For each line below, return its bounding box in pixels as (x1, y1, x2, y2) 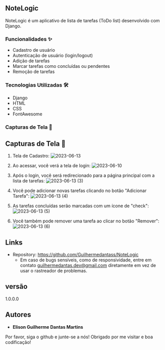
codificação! (5, 339, 31, 345)
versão (5, 282, 28, 291)
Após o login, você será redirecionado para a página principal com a (12, 172, 155, 179)
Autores (5, 310, 31, 319)
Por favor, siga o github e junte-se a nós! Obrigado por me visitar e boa (5, 334, 153, 340)
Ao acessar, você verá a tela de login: (12, 163, 91, 169)
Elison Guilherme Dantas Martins (12, 324, 83, 330)
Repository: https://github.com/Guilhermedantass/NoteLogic (12, 251, 139, 257)
